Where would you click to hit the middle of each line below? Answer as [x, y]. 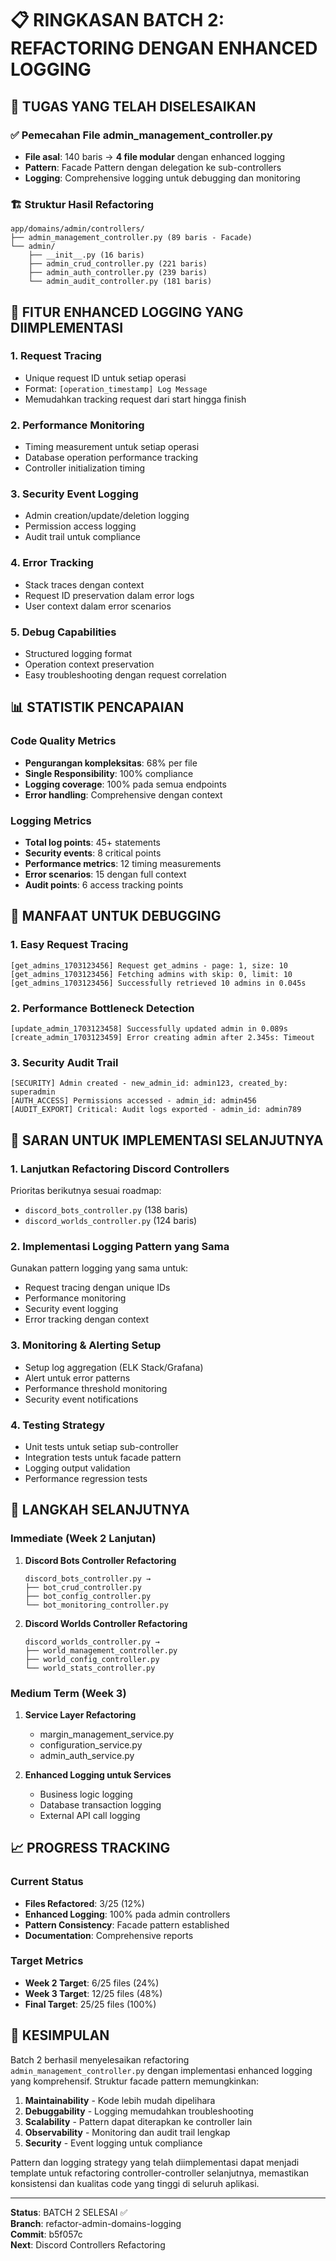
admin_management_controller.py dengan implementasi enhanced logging [161, 2070]
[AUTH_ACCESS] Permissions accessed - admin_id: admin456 [133, 1101]
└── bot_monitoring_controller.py [96, 1605]
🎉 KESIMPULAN [60, 2035]
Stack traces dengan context [84, 584]
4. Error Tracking [52, 563]
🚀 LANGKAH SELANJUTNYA [100, 1510]
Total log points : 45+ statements [92, 843]
